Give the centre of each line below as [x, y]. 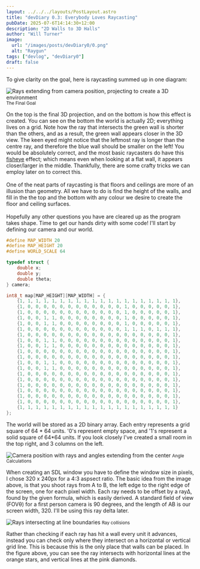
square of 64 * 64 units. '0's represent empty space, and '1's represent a [96, 431]
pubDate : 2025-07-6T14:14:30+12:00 [51, 23]
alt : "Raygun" [29, 51]
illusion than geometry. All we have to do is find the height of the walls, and [99, 191]
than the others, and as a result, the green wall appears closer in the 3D [95, 134]
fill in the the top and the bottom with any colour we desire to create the [94, 197]
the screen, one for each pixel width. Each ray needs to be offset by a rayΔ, [99, 491]
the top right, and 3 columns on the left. [55, 443]
